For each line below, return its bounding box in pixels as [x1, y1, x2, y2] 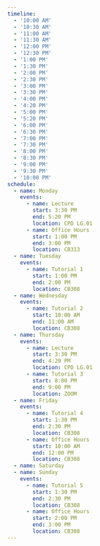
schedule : [7, 180, 37, 187]
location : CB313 [32, 246, 80, 254]
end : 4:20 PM [32, 357, 71, 365]
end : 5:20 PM [32, 213, 71, 221]
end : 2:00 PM [32, 279, 71, 286]
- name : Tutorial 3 [25, 371, 83, 378]
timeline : [7, 10, 37, 18]
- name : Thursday [13, 331, 65, 338]
